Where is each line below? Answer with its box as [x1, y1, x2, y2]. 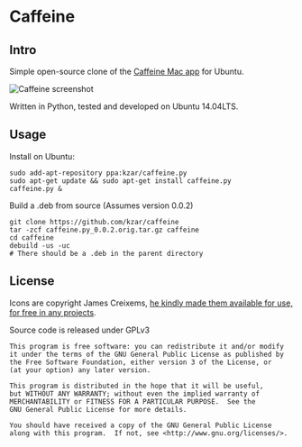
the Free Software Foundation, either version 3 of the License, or [9, 358, 272, 367]
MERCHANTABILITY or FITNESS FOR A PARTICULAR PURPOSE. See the [9, 397, 256, 406]
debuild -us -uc [9, 241, 70, 250]
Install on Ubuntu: [9, 151, 75, 161]
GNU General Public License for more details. [9, 405, 188, 414]
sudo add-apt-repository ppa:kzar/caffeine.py [9, 169, 188, 178]
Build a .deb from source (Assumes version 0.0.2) [9, 200, 194, 211]
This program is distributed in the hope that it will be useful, [9, 381, 264, 390]
